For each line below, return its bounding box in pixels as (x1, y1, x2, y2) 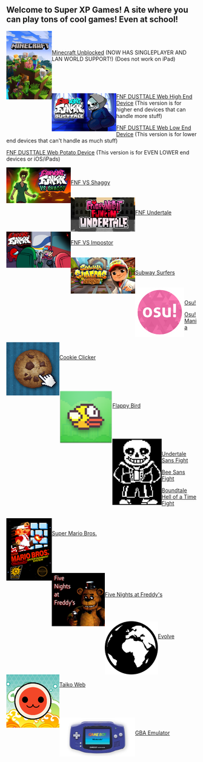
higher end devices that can (116, 106, 186, 113)
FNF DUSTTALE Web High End (116, 92, 193, 100)
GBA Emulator (135, 729, 170, 736)
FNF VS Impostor (70, 238, 114, 246)
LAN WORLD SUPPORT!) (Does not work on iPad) (52, 55, 176, 63)
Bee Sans (161, 468, 185, 476)
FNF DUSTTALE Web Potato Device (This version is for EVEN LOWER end (6, 148, 190, 156)
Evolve (158, 632, 175, 640)
